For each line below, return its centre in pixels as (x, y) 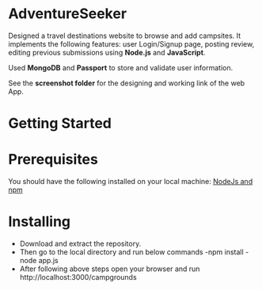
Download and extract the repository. (80, 243)
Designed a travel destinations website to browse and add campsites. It (125, 36)
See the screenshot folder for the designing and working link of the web (127, 83)
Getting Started (60, 124)
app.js (48, 260)
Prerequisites (53, 160)
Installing (40, 222)
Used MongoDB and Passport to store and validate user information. (121, 67)
